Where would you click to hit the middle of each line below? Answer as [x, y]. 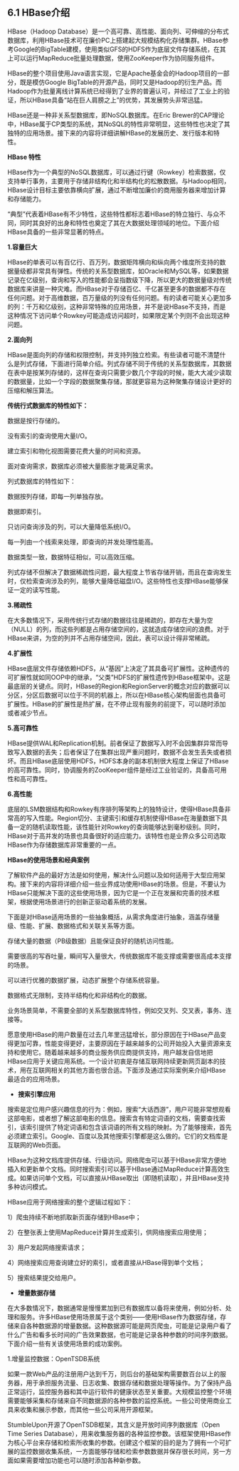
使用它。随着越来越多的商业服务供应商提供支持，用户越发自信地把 [116, 1052]
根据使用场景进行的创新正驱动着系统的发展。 [85, 902]
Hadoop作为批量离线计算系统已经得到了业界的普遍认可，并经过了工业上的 [116, 91]
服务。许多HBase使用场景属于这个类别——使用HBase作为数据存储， [120, 1316]
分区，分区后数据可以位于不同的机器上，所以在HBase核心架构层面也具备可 [117, 695]
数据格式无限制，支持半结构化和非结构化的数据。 [79, 995]
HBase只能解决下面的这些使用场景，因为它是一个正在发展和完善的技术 [110, 892]
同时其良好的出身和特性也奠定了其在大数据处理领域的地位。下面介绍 [119, 222]
